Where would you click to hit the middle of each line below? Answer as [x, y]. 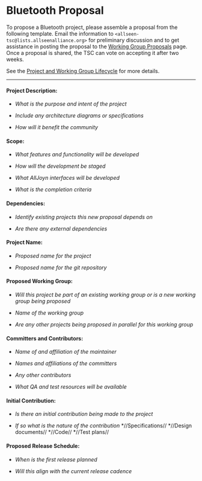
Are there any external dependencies [61, 228]
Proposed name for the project [53, 256]
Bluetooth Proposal [55, 11]
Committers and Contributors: [45, 338]
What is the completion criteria [53, 190]
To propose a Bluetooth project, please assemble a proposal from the [92, 27]
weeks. [15, 59]
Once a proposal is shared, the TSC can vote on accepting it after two [93, 53]
